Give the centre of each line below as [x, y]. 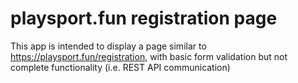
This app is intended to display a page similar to [108, 46]
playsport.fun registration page [144, 18]
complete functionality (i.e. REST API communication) [120, 67]
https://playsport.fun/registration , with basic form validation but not [149, 56]
